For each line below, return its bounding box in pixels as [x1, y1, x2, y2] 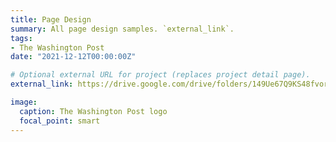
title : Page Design [10, 14, 92, 25]
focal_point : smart [19, 116, 101, 126]
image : [10, 97, 38, 107]
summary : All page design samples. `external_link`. [10, 24, 235, 34]
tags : [10, 33, 33, 43]
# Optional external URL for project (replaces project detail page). [10, 70, 311, 80]
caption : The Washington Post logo [19, 106, 168, 116]
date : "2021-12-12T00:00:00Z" [10, 52, 137, 62]
